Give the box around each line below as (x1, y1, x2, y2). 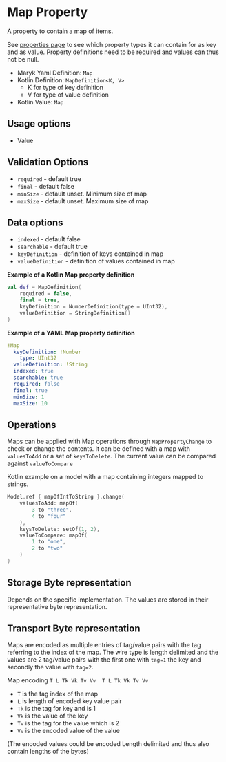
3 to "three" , (32, 506, 72, 513)
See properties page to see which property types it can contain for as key (7, 40, 217, 48)
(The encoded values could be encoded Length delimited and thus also (7, 740, 209, 748)
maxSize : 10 (13, 400, 48, 407)
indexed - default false (17, 235, 81, 243)
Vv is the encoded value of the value (17, 727, 121, 735)
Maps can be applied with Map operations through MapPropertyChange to (7, 437, 212, 446)
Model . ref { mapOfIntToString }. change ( (7, 494, 125, 501)
